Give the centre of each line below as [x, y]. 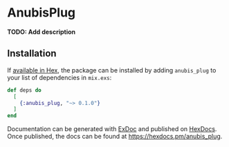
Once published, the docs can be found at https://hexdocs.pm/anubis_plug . [115, 137]
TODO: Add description [42, 32]
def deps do [24, 90]
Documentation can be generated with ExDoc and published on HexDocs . [112, 129]
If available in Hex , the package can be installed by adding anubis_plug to [112, 70]
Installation [32, 53]
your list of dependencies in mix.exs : [59, 77]
